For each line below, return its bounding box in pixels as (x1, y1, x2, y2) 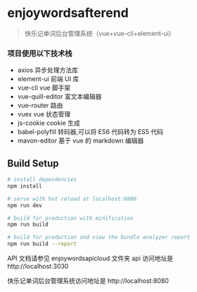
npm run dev (7, 202, 42, 209)
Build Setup (7, 157, 59, 169)
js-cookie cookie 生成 (17, 118, 80, 128)
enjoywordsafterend (7, 5, 129, 21)
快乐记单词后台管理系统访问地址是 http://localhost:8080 (7, 276, 169, 285)
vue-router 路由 (17, 101, 63, 110)
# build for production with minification (7, 214, 134, 221)
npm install (7, 182, 42, 190)
